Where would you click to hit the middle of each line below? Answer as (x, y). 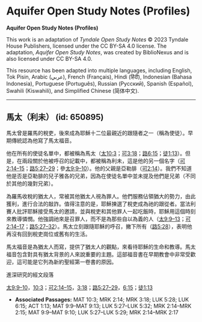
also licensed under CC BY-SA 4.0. (49, 58)
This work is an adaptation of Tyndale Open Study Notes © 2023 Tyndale (97, 39)
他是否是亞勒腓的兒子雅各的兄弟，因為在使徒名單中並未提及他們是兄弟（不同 (101, 175)
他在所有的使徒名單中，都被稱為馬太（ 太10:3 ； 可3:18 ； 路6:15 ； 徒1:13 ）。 (96, 153)
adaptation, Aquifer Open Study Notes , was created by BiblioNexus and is (98, 52)
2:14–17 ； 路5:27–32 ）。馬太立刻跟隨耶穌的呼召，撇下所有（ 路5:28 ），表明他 (99, 226)
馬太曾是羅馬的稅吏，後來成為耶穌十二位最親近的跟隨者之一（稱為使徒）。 (97, 133)
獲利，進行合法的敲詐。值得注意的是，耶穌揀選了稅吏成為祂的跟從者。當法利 (101, 204)
